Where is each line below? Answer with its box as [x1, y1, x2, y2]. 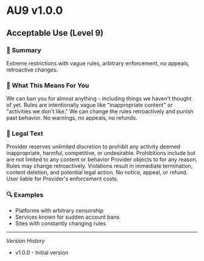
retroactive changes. [6, 66, 58, 73]
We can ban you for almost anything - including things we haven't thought [6, 95, 192, 102]
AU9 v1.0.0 [6, 4, 63, 18]
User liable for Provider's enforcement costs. [6, 175, 118, 182]
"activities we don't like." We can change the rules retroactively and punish [6, 108, 194, 115]
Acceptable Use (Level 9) [6, 28, 104, 38]
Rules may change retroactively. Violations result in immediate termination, [6, 162, 193, 170]
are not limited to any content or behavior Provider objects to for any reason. [6, 156, 198, 164]
